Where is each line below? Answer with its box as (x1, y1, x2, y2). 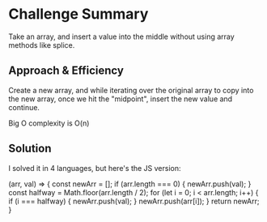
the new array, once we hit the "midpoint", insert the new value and (8, 94, 233, 104)
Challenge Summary (8, 5, 149, 23)
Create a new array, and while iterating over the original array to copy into (8, 85, 254, 95)
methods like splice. (8, 40, 75, 49)
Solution (8, 142, 52, 156)
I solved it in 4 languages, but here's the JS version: (8, 163, 181, 173)
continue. (8, 102, 40, 112)
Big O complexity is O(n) (8, 118, 90, 128)
